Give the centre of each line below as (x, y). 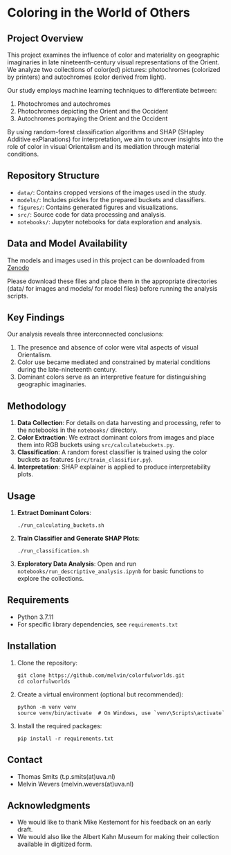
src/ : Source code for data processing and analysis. (91, 214)
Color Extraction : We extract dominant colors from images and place (115, 438)
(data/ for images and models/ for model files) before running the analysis (112, 288)
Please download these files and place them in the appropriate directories (112, 281)
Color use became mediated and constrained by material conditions (114, 362)
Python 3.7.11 (35, 617)
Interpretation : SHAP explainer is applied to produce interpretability (114, 467)
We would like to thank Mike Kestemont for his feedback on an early (114, 822)
